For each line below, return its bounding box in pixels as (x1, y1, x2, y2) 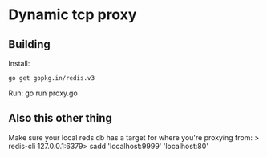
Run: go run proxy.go (8, 88, 78, 98)
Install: (8, 58, 30, 68)
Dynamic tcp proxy (8, 6, 137, 24)
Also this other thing (8, 111, 112, 125)
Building (8, 38, 51, 51)
